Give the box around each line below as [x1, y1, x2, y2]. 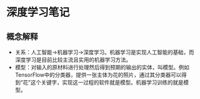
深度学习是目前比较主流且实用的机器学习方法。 [14, 56, 131, 63]
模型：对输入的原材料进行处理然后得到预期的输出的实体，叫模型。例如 [14, 64, 190, 71]
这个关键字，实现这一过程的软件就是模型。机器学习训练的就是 [30, 79, 184, 86]
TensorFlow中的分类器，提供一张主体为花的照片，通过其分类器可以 [14, 71, 182, 78]
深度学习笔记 [6, 5, 70, 19]
